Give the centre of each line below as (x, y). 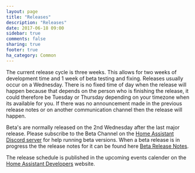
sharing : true (23, 45)
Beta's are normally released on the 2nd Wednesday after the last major (93, 127)
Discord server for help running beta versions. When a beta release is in (93, 139)
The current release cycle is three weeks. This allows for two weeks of (92, 72)
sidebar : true (23, 34)
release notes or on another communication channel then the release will (94, 109)
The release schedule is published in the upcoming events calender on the (96, 157)
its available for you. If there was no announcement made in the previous (94, 103)
